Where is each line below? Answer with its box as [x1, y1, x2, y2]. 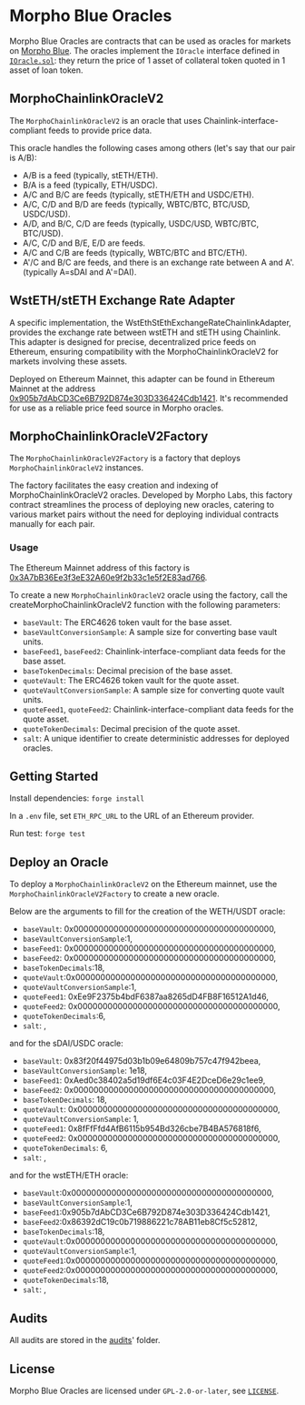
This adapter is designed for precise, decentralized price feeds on [9, 336, 257, 347]
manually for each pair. [9, 519, 95, 530]
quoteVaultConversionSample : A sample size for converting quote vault [22, 684, 285, 695]
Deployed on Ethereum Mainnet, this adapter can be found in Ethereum [9, 373, 275, 384]
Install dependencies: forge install [9, 793, 145, 804]
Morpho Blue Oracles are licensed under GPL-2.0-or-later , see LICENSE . [9, 1385, 280, 1396]
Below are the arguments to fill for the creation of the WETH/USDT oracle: [9, 906, 286, 917]
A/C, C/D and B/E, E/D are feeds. [22, 238, 146, 248]
